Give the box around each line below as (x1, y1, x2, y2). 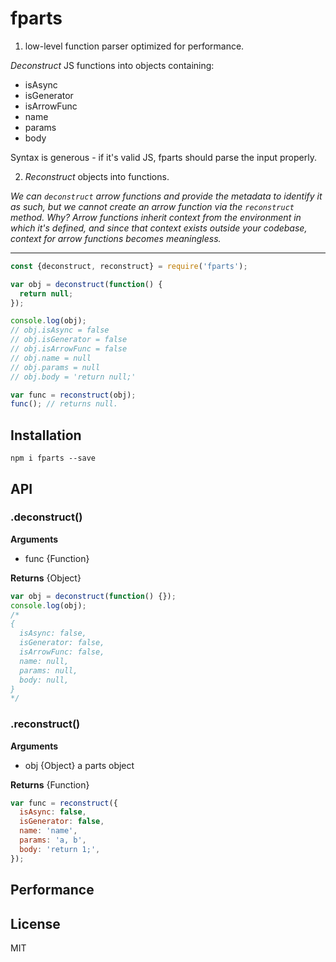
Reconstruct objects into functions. (24, 170, 170, 182)
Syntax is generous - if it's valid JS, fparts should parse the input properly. (10, 151, 317, 163)
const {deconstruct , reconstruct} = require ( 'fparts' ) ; (10, 261, 248, 271)
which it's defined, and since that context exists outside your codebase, (10, 222, 308, 234)
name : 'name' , (19, 826, 78, 836)
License (10, 915, 61, 932)
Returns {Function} (10, 778, 90, 791)
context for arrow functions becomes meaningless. (10, 232, 222, 244)
